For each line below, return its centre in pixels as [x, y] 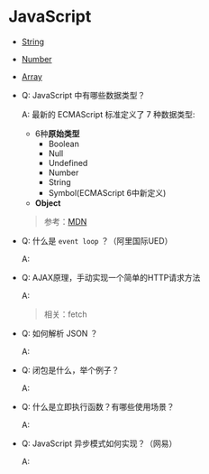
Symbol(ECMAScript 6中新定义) [107, 192]
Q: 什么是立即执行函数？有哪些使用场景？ [98, 406]
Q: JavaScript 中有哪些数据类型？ [83, 95]
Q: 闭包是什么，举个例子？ [70, 370]
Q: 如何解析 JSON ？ [59, 333]
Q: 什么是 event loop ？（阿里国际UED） [97, 240]
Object [48, 203]
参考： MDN [65, 221]
